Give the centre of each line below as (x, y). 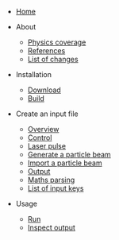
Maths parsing (51, 180)
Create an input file (47, 114)
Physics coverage (57, 42)
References (46, 50)
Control (40, 137)
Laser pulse (46, 146)
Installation (34, 74)
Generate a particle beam (69, 155)
